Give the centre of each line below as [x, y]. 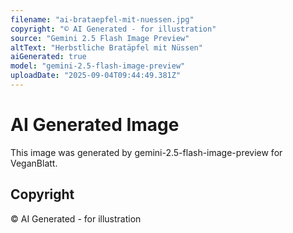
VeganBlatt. [34, 163]
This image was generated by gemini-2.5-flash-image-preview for [146, 152]
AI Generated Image [95, 125]
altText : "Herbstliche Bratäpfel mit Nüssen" [106, 47]
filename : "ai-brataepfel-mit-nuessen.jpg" [102, 19]
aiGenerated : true [48, 57]
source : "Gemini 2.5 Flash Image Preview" [100, 38]
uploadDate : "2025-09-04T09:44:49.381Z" [96, 76]
